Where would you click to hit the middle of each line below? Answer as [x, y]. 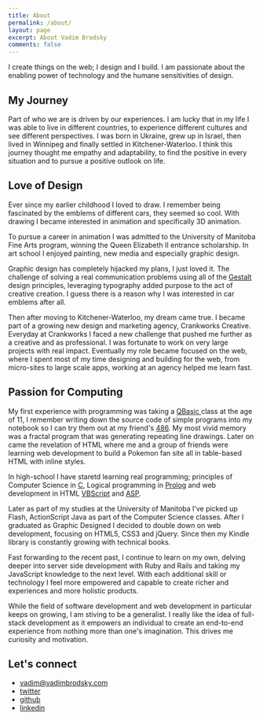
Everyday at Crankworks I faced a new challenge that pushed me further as [130, 334]
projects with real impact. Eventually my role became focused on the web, [128, 350]
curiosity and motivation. [48, 639]
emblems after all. [37, 302]
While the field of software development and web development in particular [130, 606]
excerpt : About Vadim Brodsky [58, 37]
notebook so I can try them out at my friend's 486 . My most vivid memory [128, 428]
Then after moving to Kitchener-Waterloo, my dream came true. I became [127, 317]
